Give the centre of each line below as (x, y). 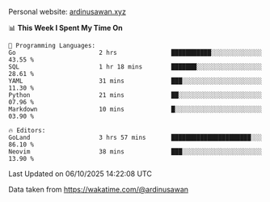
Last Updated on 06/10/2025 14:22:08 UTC (80, 174)
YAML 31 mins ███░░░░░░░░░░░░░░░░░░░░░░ (135, 81)
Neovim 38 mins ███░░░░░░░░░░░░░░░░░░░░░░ (135, 152)
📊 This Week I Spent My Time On (65, 28)
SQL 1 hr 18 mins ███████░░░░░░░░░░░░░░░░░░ (135, 67)
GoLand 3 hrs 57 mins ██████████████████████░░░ (135, 137)
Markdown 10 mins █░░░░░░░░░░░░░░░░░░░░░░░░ (135, 109)
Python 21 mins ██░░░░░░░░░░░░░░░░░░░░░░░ (135, 95)
